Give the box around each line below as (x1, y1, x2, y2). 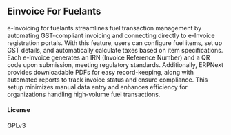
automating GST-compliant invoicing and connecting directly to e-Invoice (7, 31, 215, 39)
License (7, 106, 31, 114)
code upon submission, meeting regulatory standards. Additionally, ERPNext (7, 60, 224, 69)
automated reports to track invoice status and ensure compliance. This (7, 75, 208, 84)
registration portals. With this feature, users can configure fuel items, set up (7, 38, 223, 47)
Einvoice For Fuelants (7, 6, 101, 17)
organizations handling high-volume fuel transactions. (7, 90, 161, 98)
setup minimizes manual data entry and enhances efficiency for (7, 82, 188, 91)
